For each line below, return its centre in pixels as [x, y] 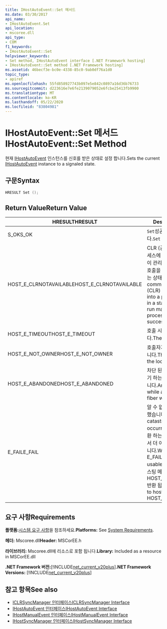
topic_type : [17, 75]
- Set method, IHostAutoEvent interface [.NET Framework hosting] [75, 61]
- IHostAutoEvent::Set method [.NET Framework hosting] [64, 65]
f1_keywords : [19, 47]
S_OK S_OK [20, 235]
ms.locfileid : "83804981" [32, 107]
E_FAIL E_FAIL [23, 452]
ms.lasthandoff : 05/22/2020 [34, 102]
